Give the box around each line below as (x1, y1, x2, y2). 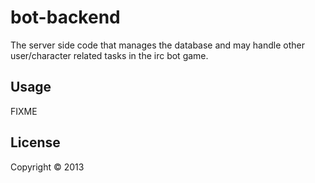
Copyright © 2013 (10, 161, 85, 173)
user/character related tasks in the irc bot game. (10, 49, 209, 61)
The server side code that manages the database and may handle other (10, 39, 305, 51)
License (10, 134, 61, 151)
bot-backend (10, 6, 121, 29)
